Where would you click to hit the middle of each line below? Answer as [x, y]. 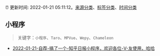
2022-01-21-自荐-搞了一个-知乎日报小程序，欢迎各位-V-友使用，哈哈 [84, 48]
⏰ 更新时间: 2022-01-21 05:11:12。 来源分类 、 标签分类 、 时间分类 [71, 7]
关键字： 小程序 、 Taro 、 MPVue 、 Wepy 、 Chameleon [65, 37]
